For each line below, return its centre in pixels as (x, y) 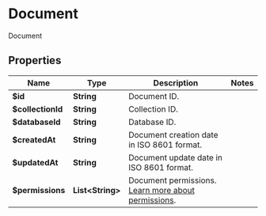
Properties (35, 61)
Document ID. (154, 96)
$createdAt (34, 139)
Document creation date (173, 135)
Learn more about (161, 190)
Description (176, 82)
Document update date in (175, 157)
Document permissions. (172, 180)
